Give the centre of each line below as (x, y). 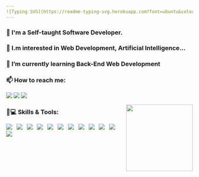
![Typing (17, 12)
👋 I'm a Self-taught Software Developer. (65, 32)
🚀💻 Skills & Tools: (33, 112)
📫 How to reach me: (36, 81)
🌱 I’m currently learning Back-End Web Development (84, 64)
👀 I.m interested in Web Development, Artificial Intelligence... (96, 48)
